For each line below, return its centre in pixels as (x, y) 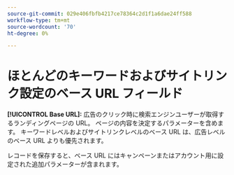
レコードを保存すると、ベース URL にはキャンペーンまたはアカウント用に (112, 155)
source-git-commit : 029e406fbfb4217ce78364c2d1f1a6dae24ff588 (100, 14)
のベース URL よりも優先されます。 (57, 141)
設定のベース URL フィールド (102, 93)
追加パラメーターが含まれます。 (77, 164)
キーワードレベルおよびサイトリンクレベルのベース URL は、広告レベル (123, 132)
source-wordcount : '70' (42, 27)
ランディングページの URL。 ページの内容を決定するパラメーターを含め (115, 123)
